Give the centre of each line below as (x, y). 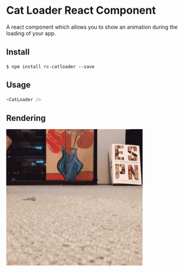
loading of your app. (31, 33)
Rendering (26, 118)
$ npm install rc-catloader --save (50, 66)
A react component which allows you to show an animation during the (92, 27)
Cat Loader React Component (81, 10)
